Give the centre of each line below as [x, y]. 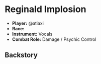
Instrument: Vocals [32, 34]
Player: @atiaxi [28, 23]
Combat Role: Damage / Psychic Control [54, 39]
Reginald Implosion [45, 9]
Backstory [21, 55]
